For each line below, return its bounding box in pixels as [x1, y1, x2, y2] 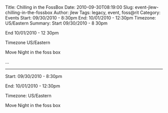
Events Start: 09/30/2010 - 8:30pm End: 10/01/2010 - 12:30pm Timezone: [5, 15, 156, 20]
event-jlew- [134, 4, 159, 10]
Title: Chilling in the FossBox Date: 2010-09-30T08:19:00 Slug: [5, 4, 134, 10]
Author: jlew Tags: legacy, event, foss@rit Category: [53, 9, 161, 15]
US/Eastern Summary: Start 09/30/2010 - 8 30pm [5, 20, 108, 26]
